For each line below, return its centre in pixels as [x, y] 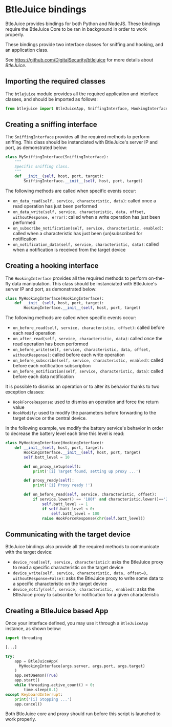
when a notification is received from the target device [69, 250]
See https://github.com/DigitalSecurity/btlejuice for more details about [79, 59]
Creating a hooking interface [52, 266]
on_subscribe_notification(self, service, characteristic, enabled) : [88, 228]
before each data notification [43, 377]
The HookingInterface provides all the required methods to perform [76, 278]
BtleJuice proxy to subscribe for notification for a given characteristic [86, 595]
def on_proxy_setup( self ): [52, 466]
